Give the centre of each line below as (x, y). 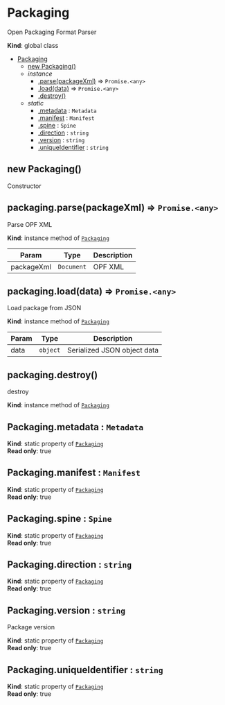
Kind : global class (33, 45)
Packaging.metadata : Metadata (75, 427)
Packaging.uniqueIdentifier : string (85, 670)
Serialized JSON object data (113, 350)
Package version (31, 627)
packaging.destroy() (53, 375)
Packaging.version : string (66, 610)
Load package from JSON (44, 308)
